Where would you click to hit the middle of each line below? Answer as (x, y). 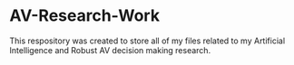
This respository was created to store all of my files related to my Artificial (147, 41)
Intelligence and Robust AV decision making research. (110, 50)
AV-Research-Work (85, 16)
